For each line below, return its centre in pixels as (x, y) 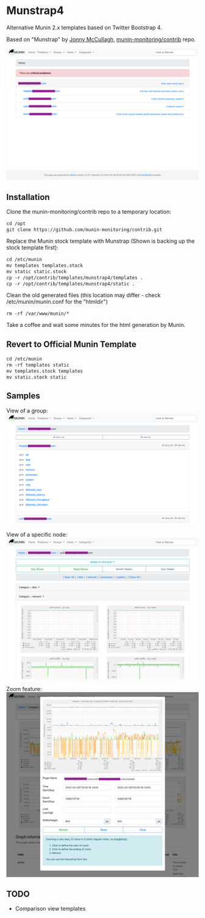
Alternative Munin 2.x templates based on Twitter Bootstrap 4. (84, 27)
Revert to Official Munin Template (71, 344)
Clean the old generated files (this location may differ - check (84, 295)
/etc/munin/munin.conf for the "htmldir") (57, 302)
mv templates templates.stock (45, 266)
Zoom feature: (24, 689)
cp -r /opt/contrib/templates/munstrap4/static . (71, 284)
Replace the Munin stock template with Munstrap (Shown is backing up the (101, 241)
